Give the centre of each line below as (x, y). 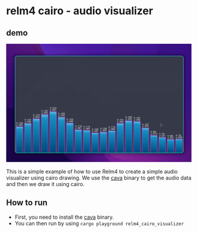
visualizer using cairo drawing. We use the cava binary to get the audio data (99, 178)
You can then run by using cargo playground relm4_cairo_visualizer (99, 223)
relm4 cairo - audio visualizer (80, 11)
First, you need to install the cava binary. (64, 217)
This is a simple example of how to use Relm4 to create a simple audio (92, 171)
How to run (27, 203)
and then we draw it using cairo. (45, 184)
